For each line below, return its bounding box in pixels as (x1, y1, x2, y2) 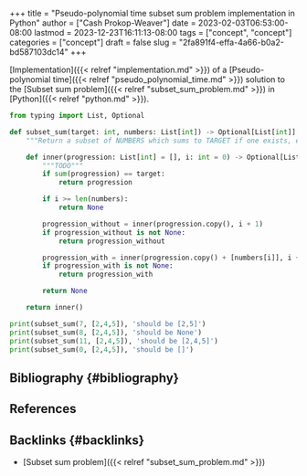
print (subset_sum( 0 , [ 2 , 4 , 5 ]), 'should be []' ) (9, 344, 195, 354)
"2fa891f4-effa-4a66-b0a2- (178, 37, 285, 48)
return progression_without (58, 237, 166, 246)
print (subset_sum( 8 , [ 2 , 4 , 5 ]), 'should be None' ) (9, 328, 203, 337)
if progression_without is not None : (42, 227, 185, 237)
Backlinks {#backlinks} (9, 432, 144, 448)
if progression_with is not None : (42, 261, 174, 270)
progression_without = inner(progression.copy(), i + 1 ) (42, 219, 263, 228)
